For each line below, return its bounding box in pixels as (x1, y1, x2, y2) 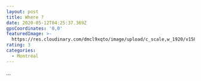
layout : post (6, 8, 39, 15)
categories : (6, 48, 36, 54)
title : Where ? (6, 14, 44, 20)
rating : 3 (6, 42, 31, 48)
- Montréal (11, 53, 39, 59)
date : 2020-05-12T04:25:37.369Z (6, 20, 87, 26)
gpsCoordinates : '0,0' (6, 25, 63, 32)
